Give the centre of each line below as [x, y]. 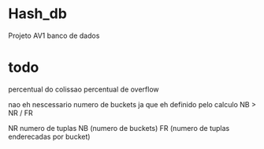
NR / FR [20, 113]
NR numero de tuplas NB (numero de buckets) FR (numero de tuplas [119, 128]
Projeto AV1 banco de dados [54, 35]
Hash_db [37, 14]
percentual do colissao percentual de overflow [84, 89]
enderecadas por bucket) [49, 136]
